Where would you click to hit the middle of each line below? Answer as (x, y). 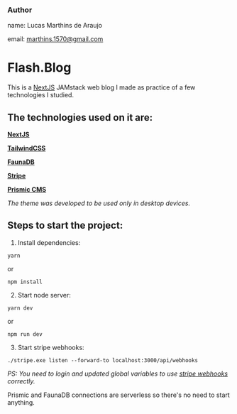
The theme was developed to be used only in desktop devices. (99, 203)
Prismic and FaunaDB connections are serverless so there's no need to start (119, 395)
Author (20, 10)
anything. (21, 402)
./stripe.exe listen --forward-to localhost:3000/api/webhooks (103, 360)
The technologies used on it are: (80, 118)
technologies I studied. (41, 95)
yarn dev (20, 308)
